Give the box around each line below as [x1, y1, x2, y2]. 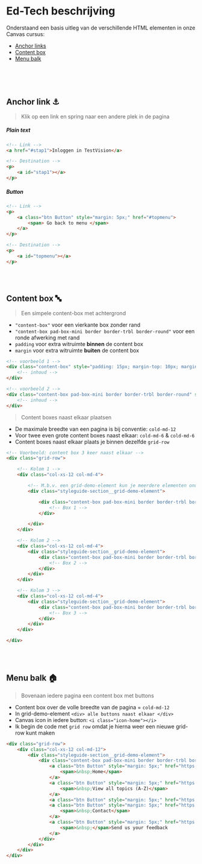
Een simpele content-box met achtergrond [20, 309, 126, 316]
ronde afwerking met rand [14, 334, 80, 341]
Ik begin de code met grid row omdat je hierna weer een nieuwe [14, 723, 175, 730]
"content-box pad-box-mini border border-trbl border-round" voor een [14, 327, 195, 335]
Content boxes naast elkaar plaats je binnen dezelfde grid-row [14, 438, 170, 445]
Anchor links [14, 42, 46, 49]
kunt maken [26, 729, 55, 736]
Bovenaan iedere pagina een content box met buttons [20, 692, 155, 699]
